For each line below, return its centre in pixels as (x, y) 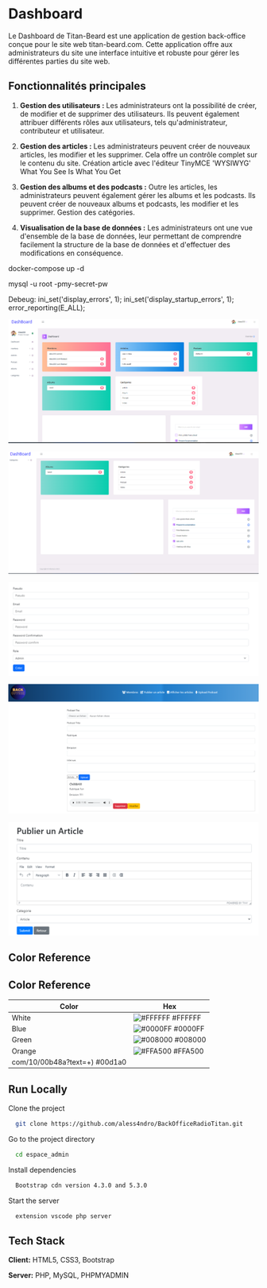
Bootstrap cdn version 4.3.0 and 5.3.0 (81, 1185)
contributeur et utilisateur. (62, 130)
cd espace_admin (42, 1154)
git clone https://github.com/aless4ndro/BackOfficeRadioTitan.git (130, 1124)
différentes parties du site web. (59, 61)
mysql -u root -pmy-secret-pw (58, 284)
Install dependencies (43, 1170)
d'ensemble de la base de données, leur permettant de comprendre (131, 236)
